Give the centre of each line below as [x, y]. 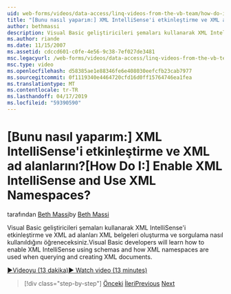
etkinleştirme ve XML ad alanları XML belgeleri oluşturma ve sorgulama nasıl [115, 235]
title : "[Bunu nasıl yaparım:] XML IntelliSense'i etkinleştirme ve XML [113, 20]
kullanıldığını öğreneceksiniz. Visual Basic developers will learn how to [106, 242]
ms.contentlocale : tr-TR [43, 90]
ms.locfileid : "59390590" [44, 103]
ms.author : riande [33, 39]
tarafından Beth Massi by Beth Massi [58, 214]
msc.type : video [30, 65]
